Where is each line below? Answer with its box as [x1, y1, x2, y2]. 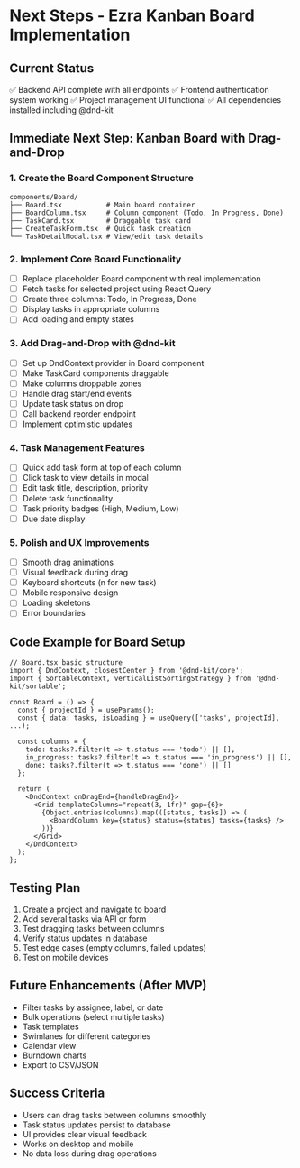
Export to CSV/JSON [22, 1059, 99, 1070]
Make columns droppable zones [22, 378, 142, 389]
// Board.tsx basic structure [9, 658, 123, 667]
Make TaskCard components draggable [22, 367, 169, 379]
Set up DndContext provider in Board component [22, 357, 205, 368]
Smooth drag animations [22, 556, 114, 567]
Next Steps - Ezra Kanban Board [9, 5, 255, 26]
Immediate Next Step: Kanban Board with [9, 131, 246, 146]
